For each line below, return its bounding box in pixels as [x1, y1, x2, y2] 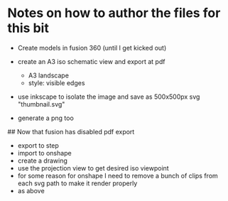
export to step [17, 141, 59, 150]
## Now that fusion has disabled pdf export [7, 127, 135, 136]
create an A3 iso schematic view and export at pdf [17, 57, 165, 65]
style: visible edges [28, 78, 85, 87]
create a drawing [17, 156, 67, 165]
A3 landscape [28, 71, 70, 80]
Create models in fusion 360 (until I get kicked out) [17, 43, 167, 52]
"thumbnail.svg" [17, 99, 65, 108]
